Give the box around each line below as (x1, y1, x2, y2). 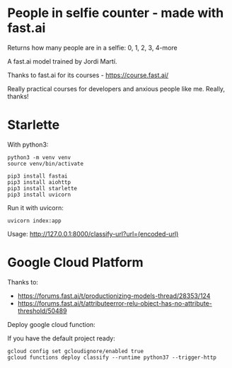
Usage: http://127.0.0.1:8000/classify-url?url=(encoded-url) (7, 229, 179, 238)
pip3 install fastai (7, 172, 69, 180)
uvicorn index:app (7, 217, 62, 224)
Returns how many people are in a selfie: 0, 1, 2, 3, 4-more (7, 43, 178, 52)
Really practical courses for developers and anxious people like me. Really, (7, 84, 225, 93)
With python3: (7, 140, 49, 149)
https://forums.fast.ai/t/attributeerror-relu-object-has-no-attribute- (17, 299, 212, 307)
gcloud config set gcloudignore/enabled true (7, 347, 144, 355)
